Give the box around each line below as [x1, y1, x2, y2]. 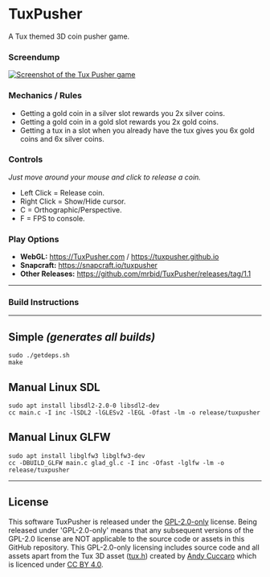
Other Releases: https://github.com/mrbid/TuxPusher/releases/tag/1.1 [19, 269, 252, 278]
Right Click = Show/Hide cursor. [19, 196, 126, 206]
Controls [8, 154, 43, 165]
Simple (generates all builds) [8, 330, 155, 344]
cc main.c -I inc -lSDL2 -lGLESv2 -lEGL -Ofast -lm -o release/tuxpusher [8, 409, 261, 417]
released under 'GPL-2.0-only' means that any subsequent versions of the [8, 525, 255, 535]
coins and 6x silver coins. [19, 134, 104, 143]
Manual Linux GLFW [8, 431, 111, 444]
